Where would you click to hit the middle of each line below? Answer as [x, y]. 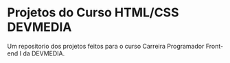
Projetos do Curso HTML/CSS [93, 13]
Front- [215, 46]
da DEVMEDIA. [44, 53]
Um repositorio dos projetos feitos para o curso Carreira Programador [106, 46]
